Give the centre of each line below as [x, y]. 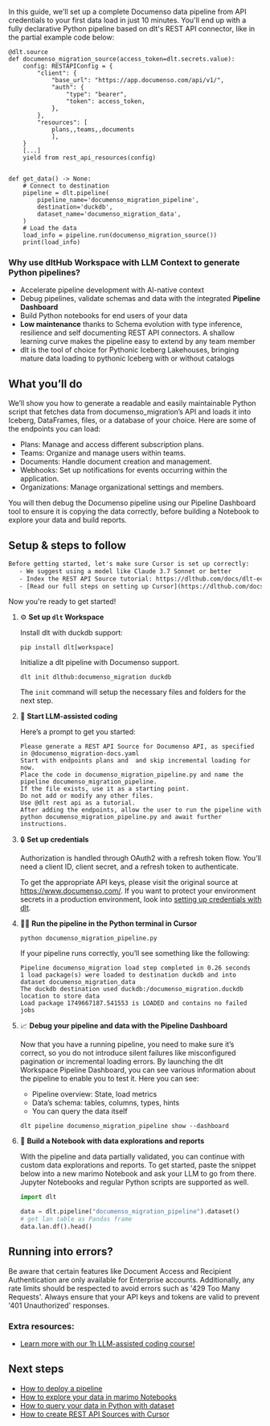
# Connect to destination [66, 186]
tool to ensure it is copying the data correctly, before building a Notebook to [134, 511]
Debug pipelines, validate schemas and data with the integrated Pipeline [140, 299]
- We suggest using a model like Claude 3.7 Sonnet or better [125, 571]
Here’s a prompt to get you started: [78, 732]
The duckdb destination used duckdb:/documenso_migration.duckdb [131, 990]
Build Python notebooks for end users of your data [104, 316]
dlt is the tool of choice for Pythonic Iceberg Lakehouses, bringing [129, 350]
